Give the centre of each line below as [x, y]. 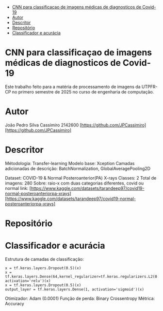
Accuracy [15, 303]
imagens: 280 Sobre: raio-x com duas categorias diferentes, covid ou [74, 183]
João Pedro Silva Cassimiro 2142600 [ [43, 125]
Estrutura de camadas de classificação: [44, 259]
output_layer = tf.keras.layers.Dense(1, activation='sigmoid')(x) [75, 289]
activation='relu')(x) [28, 281]
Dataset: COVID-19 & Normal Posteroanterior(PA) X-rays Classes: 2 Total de [81, 178]
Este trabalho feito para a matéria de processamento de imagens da [73, 87]
